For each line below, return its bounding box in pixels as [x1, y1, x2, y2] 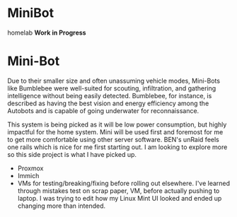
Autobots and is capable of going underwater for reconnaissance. [7, 106, 200, 115]
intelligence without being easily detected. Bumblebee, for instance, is [7, 91, 212, 100]
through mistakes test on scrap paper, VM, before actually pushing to [17, 186, 220, 195]
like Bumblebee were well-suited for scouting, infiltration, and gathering [7, 83, 216, 93]
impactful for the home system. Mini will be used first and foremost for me [7, 127, 224, 136]
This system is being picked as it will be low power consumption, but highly [7, 120, 227, 129]
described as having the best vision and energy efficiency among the [7, 99, 209, 107]
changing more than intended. [17, 201, 106, 210]
